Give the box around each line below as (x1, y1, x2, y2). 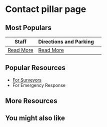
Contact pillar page (5, 3, 86, 15)
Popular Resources (5, 63, 66, 72)
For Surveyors (12, 76, 41, 83)
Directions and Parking (38, 38, 94, 45)
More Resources (5, 96, 57, 105)
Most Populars (5, 23, 51, 32)
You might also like (5, 113, 65, 122)
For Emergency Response (12, 82, 66, 88)
